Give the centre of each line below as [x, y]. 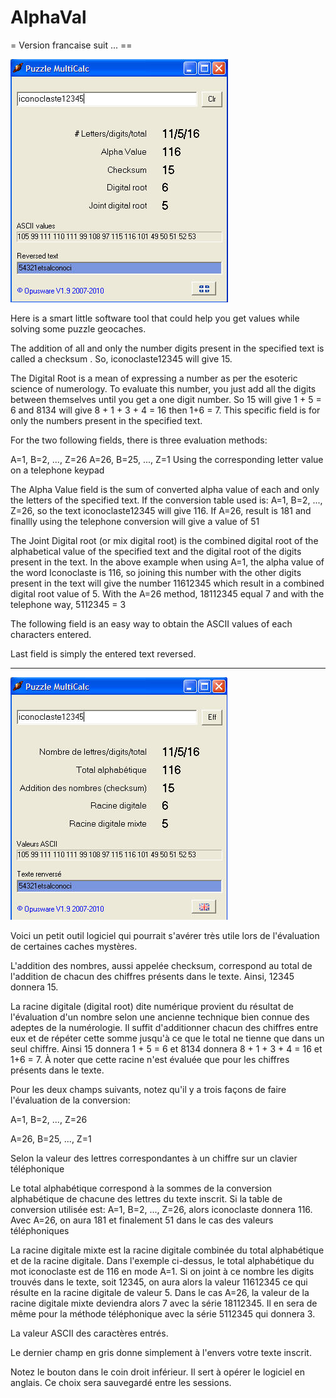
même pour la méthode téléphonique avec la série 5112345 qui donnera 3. [163, 1313]
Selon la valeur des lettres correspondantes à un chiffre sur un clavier [154, 1158]
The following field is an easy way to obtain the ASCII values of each [151, 623]
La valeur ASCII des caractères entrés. [89, 1333]
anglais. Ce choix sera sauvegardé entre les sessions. [121, 1382]
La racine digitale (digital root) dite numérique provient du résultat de [152, 1006]
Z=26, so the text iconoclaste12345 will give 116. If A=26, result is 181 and [161, 510]
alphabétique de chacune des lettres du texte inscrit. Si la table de [146, 1198]
